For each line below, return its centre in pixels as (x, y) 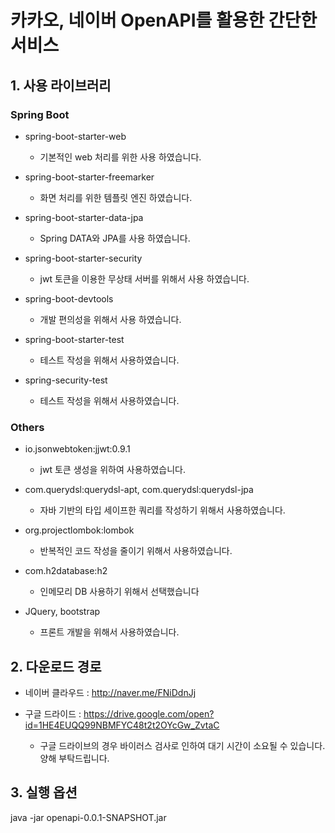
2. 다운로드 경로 (56, 666)
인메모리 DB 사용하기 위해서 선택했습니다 (119, 592)
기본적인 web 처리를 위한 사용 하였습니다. (120, 157)
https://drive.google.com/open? (149, 713)
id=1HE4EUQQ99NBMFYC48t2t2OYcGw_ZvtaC (122, 725)
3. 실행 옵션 (44, 792)
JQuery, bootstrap (62, 612)
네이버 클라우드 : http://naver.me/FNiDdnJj (110, 692)
